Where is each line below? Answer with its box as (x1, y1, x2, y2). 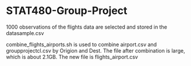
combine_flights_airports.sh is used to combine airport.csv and (6, 41, 157, 48)
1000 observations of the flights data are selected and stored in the (6, 23, 168, 30)
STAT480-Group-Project (6, 4, 128, 18)
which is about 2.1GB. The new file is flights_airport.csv (6, 53, 139, 60)
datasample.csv (6, 29, 44, 36)
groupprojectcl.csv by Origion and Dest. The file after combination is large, (6, 47, 185, 54)
